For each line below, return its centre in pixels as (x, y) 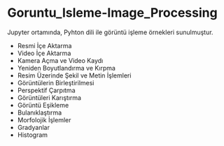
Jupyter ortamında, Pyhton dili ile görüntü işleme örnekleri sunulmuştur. (110, 32)
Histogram (32, 135)
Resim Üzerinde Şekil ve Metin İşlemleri (74, 75)
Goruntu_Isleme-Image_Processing (113, 13)
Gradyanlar (34, 127)
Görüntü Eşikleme (43, 105)
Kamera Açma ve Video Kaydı (60, 60)
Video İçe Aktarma (44, 53)
